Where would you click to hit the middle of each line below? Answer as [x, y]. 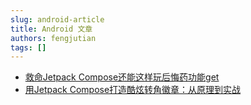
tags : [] [28, 47]
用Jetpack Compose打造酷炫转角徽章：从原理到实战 [133, 90]
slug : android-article [57, 19]
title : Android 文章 [51, 29]
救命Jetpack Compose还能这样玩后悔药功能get [122, 77]
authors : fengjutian [53, 38]
